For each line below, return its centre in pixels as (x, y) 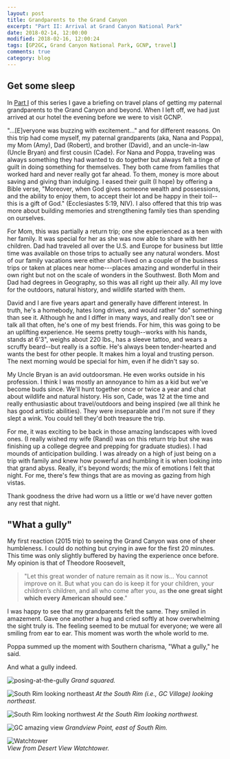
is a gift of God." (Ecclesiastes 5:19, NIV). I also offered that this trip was (120, 203)
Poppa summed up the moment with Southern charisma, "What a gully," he (113, 646)
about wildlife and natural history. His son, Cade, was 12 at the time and (108, 396)
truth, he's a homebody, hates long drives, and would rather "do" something (115, 310)
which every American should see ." (76, 598)
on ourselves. (26, 218)
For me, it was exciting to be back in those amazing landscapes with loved (112, 431)
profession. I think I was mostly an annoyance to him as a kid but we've (108, 382)
